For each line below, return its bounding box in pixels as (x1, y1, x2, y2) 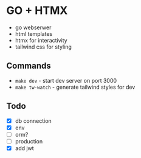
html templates (15, 30, 53, 37)
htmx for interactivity (15, 36, 68, 44)
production (15, 137, 43, 145)
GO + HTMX (6, 4, 68, 18)
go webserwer (15, 24, 52, 31)
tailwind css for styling (15, 43, 72, 50)
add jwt (15, 144, 35, 152)
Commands (6, 61, 52, 71)
